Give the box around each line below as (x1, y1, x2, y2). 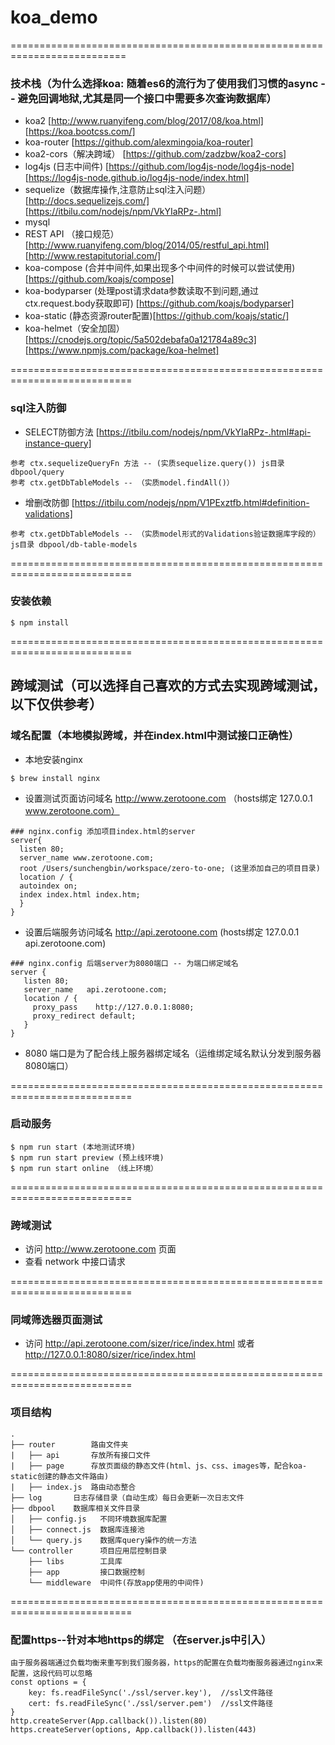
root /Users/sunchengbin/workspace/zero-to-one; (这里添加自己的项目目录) (19, 863, 321, 873)
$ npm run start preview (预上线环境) (10, 1152, 165, 1163)
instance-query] (24, 437, 92, 449)
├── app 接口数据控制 (28, 1567, 145, 1577)
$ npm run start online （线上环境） (10, 1163, 158, 1173)
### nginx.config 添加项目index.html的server (10, 826, 196, 836)
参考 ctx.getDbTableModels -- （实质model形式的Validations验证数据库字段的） (10, 529, 321, 539)
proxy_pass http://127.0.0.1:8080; (32, 1002, 195, 1012)
